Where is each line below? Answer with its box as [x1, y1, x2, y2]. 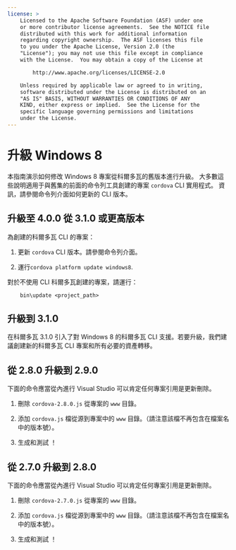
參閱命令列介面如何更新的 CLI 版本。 [25, 189, 132, 198]
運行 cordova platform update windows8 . [17, 262, 133, 271]
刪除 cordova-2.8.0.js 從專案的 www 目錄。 [17, 399, 141, 408]
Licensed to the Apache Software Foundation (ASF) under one [20, 17, 203, 24]
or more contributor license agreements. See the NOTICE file [20, 23, 210, 30]
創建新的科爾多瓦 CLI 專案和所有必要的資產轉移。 [13, 341, 156, 350]
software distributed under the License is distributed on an [20, 88, 206, 95]
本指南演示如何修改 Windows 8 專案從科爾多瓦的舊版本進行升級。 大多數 [7, 172, 218, 180]
